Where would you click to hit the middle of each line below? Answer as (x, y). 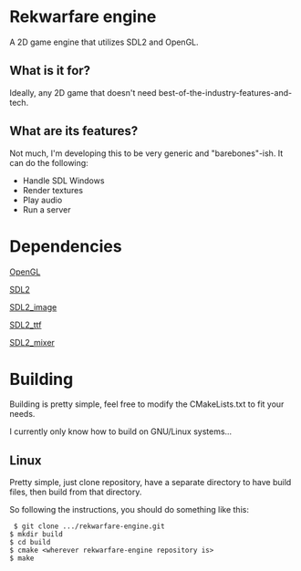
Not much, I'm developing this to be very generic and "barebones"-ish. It (146, 153)
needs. (22, 414)
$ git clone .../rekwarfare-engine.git (89, 526)
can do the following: (49, 162)
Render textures (53, 190)
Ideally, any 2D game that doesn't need (83, 92)
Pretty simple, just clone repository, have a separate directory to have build (150, 483)
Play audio (42, 200)
